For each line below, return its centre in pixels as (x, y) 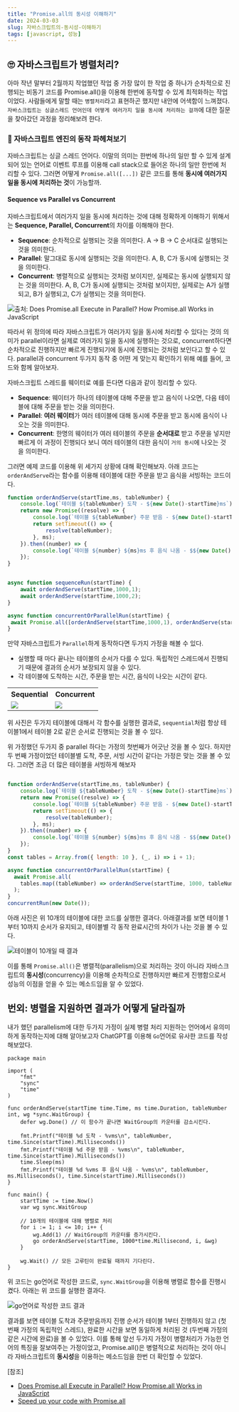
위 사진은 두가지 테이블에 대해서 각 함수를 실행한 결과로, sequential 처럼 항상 (113, 723)
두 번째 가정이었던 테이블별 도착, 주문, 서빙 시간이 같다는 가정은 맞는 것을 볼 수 (115, 756)
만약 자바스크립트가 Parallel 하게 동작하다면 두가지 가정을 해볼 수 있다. (106, 643)
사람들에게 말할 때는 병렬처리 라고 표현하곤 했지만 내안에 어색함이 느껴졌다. (129, 101)
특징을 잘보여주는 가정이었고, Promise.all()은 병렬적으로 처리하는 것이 (117, 1347)
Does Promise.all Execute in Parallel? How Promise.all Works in (110, 1386)
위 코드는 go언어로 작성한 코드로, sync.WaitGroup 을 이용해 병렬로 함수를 (107, 1281)
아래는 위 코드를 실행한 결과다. (64, 1290)
